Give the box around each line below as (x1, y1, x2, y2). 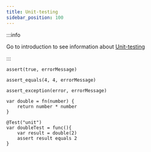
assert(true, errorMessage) (6, 66, 78, 73)
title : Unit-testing (6, 8, 59, 15)
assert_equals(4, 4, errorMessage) (6, 77, 96, 83)
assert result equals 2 (17, 135, 78, 141)
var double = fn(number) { (6, 98, 75, 104)
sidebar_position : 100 (6, 15, 64, 21)
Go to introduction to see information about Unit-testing (6, 43, 146, 50)
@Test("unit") (6, 119, 42, 125)
